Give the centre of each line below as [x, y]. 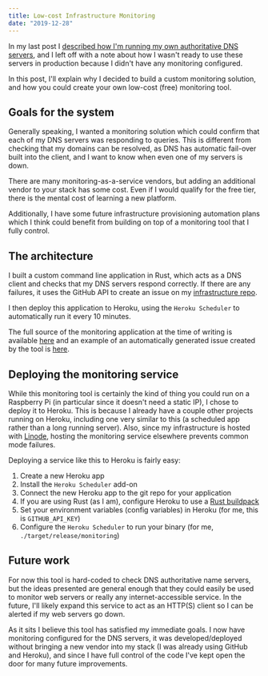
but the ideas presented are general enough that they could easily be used [131, 588]
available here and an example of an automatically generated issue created [132, 341]
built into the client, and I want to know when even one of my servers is [126, 157]
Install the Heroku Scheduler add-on [79, 484]
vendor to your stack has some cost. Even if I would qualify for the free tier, [132, 190]
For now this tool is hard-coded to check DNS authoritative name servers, [130, 580]
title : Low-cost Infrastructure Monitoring [82, 16]
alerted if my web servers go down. [67, 613]
